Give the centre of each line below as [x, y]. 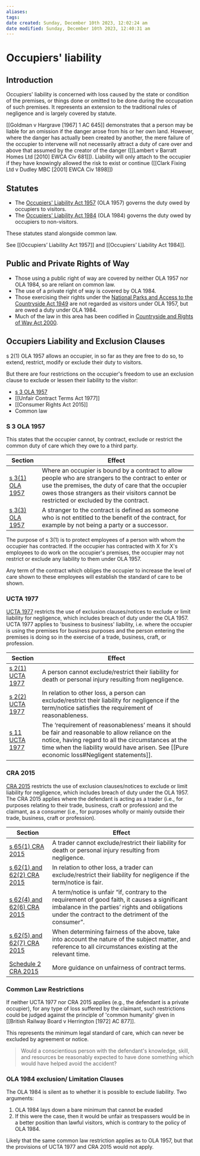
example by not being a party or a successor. [105, 525]
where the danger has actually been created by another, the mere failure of [98, 138]
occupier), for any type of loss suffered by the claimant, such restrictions [96, 1008]
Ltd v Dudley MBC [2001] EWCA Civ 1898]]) [60, 170]
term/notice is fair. [78, 882]
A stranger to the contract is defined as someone [110, 510]
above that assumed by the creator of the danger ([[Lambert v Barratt [91, 151]
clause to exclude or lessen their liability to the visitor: [72, 380]
